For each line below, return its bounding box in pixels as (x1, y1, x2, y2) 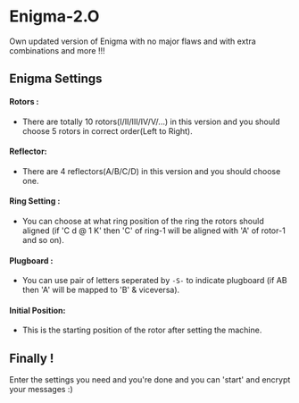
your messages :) (9, 384, 73, 395)
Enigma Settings (9, 71, 103, 87)
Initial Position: (9, 305, 66, 315)
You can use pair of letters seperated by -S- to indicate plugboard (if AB (21, 275, 287, 286)
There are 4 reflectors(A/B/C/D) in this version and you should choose (21, 165, 281, 176)
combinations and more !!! (9, 45, 105, 55)
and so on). (21, 234, 64, 245)
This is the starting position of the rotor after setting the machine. (21, 324, 262, 336)
